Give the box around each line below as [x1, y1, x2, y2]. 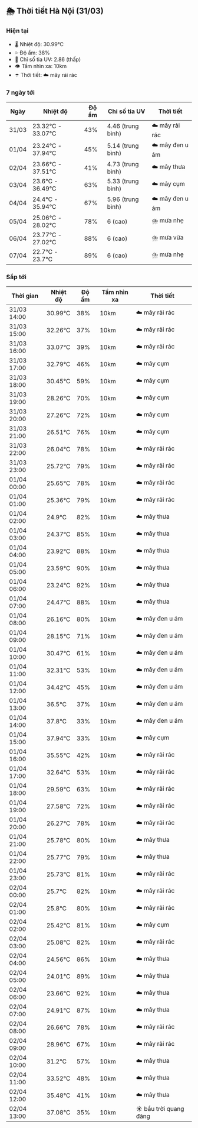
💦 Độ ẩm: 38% [14, 49, 50, 56]
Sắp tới [6, 273, 27, 281]
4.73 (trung [107, 160, 139, 168]
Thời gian [11, 292, 39, 300]
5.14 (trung [107, 142, 139, 150]
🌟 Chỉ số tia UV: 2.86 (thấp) [14, 56, 81, 63]
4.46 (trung [107, 122, 139, 130]
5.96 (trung [107, 195, 139, 203]
